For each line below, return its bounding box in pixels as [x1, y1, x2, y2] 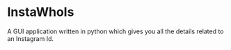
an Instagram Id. [7, 34, 54, 42]
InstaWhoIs [7, 4, 74, 20]
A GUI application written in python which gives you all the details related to [7, 27, 224, 35]
